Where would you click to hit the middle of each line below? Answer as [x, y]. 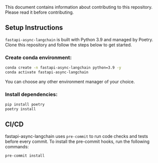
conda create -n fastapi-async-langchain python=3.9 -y [63, 68]
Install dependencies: [31, 94]
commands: [17, 146]
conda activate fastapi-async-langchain [47, 72]
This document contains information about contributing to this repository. [79, 7]
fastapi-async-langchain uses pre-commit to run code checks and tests [77, 136]
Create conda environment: [38, 57]
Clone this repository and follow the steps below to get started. [68, 45]
